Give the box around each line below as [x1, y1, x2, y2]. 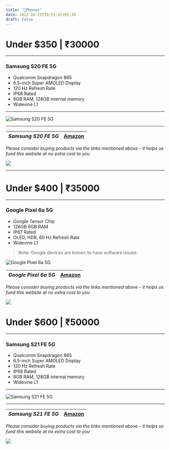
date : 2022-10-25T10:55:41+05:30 [6, 12, 76, 17]
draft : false [6, 17, 33, 22]
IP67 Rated [13, 229, 36, 235]
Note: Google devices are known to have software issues [18, 249, 137, 255]
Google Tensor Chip [13, 218, 55, 224]
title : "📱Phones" [6, 7, 42, 13]
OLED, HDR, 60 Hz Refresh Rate [13, 234, 80, 240]
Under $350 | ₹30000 [6, 38, 100, 50]
